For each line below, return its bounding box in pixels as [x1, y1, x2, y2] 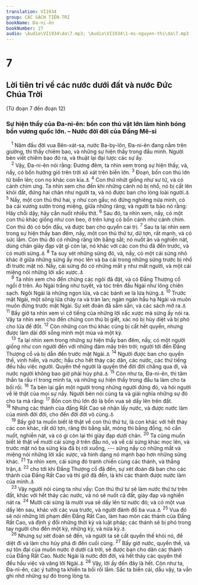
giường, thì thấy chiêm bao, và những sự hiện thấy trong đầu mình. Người [6, 148, 184, 155]
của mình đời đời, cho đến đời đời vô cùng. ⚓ [6, 411, 115, 418]
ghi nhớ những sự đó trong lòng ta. [6, 572, 90, 579]
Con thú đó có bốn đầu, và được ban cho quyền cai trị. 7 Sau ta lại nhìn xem [6, 222, 190, 230]
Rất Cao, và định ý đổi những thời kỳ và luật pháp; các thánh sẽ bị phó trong [6, 518, 191, 526]
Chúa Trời [6, 89, 43, 99]
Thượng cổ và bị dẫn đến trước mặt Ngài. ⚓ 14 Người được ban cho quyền [6, 349, 184, 357]
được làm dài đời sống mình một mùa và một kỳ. [6, 329, 123, 336]
